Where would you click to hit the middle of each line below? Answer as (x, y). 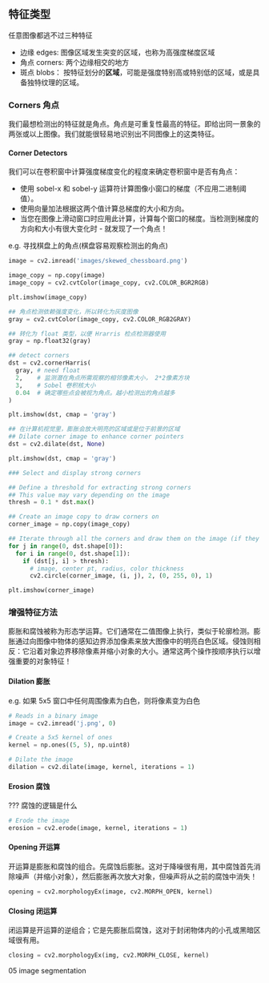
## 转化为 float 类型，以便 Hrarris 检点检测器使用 (87, 334)
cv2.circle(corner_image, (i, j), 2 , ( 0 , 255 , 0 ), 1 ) (121, 576)
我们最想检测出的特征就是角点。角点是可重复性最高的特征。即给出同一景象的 (134, 124)
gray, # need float (48, 371)
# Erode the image (39, 821)
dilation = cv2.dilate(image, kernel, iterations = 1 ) (102, 767)
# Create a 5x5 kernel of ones (60, 738)
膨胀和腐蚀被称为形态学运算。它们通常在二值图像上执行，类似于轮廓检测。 (131, 631)
